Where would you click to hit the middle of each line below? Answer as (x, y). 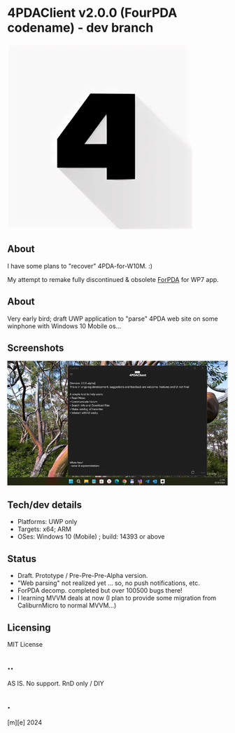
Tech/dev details (45, 505)
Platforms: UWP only (47, 522)
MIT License (25, 645)
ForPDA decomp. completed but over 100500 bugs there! (100, 591)
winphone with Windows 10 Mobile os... (64, 326)
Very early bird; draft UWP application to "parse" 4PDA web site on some (113, 318)
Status (22, 559)
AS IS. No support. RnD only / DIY (56, 683)
